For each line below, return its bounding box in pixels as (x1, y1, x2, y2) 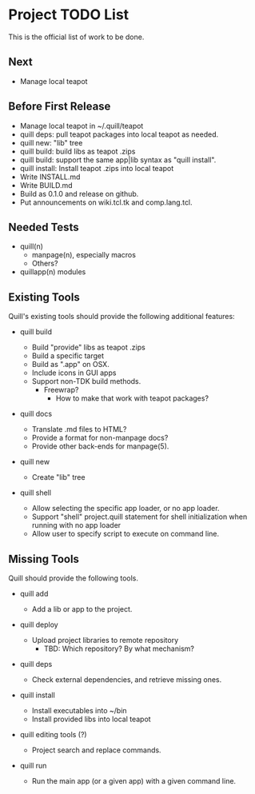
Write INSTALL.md (19, 172, 81, 182)
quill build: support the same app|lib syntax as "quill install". (19, 154, 217, 165)
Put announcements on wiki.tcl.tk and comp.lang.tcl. (19, 198, 193, 207)
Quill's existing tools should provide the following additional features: (8, 312, 235, 321)
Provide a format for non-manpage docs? (31, 433, 169, 443)
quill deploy (19, 620, 58, 629)
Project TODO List (8, 6, 129, 24)
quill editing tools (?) (19, 730, 87, 739)
